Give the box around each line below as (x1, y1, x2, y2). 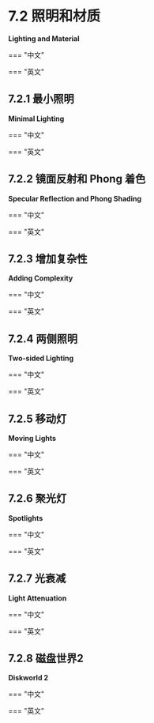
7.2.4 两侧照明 (8, 332, 78, 345)
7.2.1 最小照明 (8, 92, 74, 106)
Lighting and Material (8, 33, 81, 43)
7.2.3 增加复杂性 (8, 252, 88, 265)
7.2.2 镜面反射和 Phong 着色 (8, 172, 146, 186)
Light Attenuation (8, 593, 67, 603)
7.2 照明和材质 (8, 7, 101, 25)
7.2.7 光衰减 (8, 572, 66, 586)
